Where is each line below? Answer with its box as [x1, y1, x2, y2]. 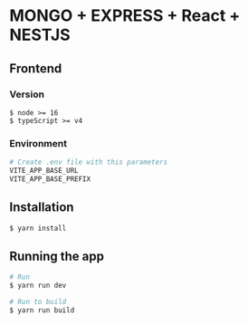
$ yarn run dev [9, 281, 67, 291]
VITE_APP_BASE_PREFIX [9, 174, 91, 184]
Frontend [9, 61, 62, 76]
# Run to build [9, 298, 67, 307]
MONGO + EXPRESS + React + [9, 5, 241, 26]
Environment [9, 137, 68, 149]
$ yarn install [9, 224, 67, 233]
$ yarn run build [9, 305, 75, 315]
